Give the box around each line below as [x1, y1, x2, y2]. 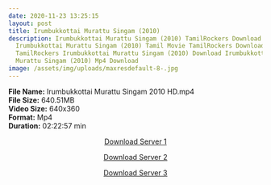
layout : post [8, 19, 52, 27]
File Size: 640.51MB [8, 95, 75, 105]
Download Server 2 [103, 152, 168, 162]
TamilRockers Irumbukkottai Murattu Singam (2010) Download [15, 49, 222, 57]
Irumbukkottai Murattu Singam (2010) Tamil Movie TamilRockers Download [15, 42, 265, 50]
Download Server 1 [104, 137, 167, 146]
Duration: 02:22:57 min [8, 120, 86, 130]
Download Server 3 [103, 167, 168, 178]
